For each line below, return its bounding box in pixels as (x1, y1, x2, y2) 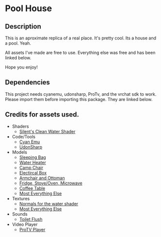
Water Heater (19, 159, 46, 165)
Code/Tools (12, 134, 35, 139)
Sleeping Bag (19, 154, 46, 160)
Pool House (5, 3, 52, 14)
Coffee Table (19, 185, 45, 191)
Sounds (12, 211, 28, 217)
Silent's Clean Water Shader (19, 128, 76, 134)
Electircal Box (19, 169, 47, 175)
